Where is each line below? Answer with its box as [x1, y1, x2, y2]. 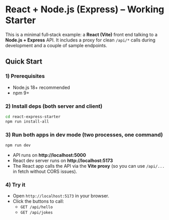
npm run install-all [5, 119, 50, 124]
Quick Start [5, 57, 43, 66]
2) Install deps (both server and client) [5, 103, 102, 110]
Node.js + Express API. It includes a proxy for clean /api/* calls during [5, 37, 156, 43]
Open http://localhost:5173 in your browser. [12, 193, 109, 199]
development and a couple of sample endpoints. [5, 42, 108, 48]
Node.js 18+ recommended [12, 84, 70, 90]
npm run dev [5, 143, 31, 148]
